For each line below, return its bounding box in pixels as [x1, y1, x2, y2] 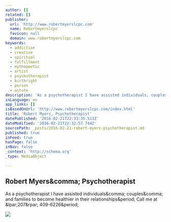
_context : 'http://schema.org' [5, 149, 72, 154]
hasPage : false [5, 140, 38, 145]
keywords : [5, 41, 26, 46]
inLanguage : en [5, 97, 38, 102]
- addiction [10, 45, 36, 50]
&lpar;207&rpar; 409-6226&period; [5, 201, 79, 207]
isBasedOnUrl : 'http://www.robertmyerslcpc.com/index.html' [5, 107, 136, 112]
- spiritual [10, 54, 36, 60]
